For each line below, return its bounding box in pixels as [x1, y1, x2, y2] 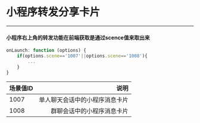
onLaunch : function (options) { [6, 48, 86, 53]
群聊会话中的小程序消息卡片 [51, 106, 129, 115]
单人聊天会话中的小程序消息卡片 [39, 96, 129, 104]
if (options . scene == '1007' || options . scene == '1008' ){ [17, 53, 148, 59]
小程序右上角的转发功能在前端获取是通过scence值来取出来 [6, 34, 150, 41]
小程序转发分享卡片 [6, 5, 101, 19]
